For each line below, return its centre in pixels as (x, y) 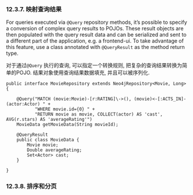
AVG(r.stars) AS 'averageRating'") (49, 120)
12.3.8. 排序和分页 (31, 186)
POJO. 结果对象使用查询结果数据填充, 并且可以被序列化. (83, 73)
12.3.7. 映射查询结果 (34, 9)
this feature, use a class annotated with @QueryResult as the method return (96, 47)
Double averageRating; (55, 150)
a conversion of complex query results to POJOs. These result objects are (95, 29)
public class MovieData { (48, 140)
